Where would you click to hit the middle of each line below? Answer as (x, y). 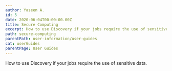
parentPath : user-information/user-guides (51, 39)
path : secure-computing (31, 34)
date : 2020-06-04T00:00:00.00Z (39, 20)
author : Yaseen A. (25, 10)
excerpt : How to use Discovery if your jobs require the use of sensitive (87, 29)
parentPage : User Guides (32, 48)
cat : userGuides (23, 44)
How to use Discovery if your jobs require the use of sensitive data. (76, 63)
